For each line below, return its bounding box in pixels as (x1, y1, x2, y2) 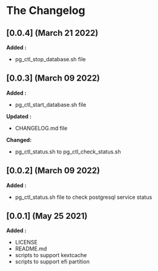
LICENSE (15, 239, 38, 246)
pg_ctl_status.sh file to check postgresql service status (15, 193, 153, 201)
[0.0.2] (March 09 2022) (6, 166, 100, 176)
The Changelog (6, 4, 86, 18)
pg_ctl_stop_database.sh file (15, 56, 86, 62)
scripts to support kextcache (15, 252, 87, 259)
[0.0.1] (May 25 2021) (6, 211, 88, 221)
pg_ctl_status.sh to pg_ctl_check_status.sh (15, 148, 121, 155)
